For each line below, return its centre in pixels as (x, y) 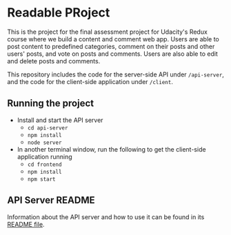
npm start (42, 179)
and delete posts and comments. (54, 61)
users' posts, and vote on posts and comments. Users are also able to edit (113, 54)
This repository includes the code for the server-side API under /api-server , (115, 74)
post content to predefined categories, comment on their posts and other (111, 46)
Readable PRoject (59, 13)
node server (44, 143)
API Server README (51, 200)
